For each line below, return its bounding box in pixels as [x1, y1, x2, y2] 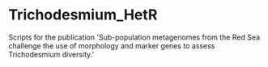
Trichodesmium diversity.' [8, 49, 95, 59]
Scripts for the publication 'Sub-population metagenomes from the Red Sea [8, 32, 261, 42]
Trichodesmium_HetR [8, 6, 158, 24]
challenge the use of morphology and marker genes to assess [8, 40, 215, 50]
